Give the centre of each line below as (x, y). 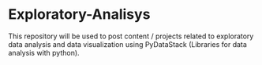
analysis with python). (44, 52)
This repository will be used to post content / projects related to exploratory (131, 36)
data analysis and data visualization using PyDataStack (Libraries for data (127, 44)
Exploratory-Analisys (79, 14)
